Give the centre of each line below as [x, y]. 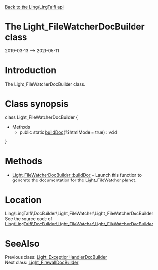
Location [23, 200]
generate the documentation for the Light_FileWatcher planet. [74, 180]
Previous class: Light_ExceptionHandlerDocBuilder [56, 257]
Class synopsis [37, 104]
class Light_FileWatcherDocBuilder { [42, 117]
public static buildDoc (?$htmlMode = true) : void [68, 132]
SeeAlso [23, 243]
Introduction [31, 71]
